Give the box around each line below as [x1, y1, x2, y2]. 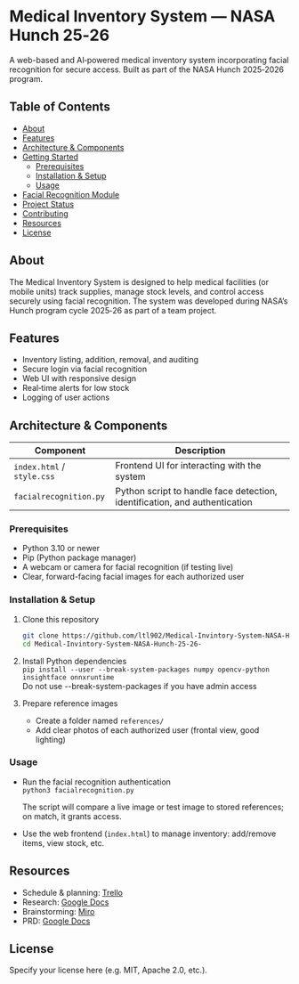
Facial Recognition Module [21, 189, 120, 199]
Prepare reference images [21, 697, 118, 709]
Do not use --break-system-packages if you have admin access [21, 680, 257, 691]
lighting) [35, 734, 67, 744]
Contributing [21, 207, 69, 219]
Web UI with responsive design [21, 373, 136, 384]
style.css [13, 472, 55, 482]
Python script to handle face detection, [115, 485, 278, 498]
